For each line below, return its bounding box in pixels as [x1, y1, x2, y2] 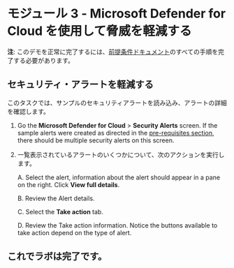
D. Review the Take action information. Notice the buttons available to [17, 221, 218, 230]
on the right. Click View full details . [17, 180, 120, 188]
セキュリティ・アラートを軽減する [7, 79, 154, 91]
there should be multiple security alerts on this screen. [17, 136, 175, 144]
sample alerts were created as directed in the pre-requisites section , [17, 128, 214, 137]
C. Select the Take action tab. [17, 207, 103, 216]
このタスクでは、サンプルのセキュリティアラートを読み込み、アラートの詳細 [7, 98, 227, 107]
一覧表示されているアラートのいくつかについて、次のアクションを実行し [17, 150, 225, 158]
